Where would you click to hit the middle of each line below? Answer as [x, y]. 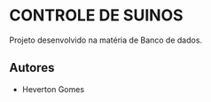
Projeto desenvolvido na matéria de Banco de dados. [105, 40]
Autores [32, 68]
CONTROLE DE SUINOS [96, 16]
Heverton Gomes [53, 89]
